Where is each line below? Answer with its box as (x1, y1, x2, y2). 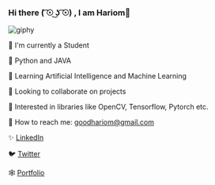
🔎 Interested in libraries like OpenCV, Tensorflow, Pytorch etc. (8, 102, 209, 112)
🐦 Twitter (8, 149, 41, 159)
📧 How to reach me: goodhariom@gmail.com (8, 118, 154, 127)
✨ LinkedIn (8, 133, 44, 142)
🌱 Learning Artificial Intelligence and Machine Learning (8, 71, 187, 81)
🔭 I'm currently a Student (8, 40, 89, 50)
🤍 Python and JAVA (8, 56, 72, 66)
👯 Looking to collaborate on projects (8, 87, 126, 96)
